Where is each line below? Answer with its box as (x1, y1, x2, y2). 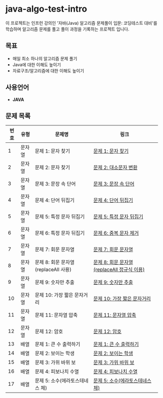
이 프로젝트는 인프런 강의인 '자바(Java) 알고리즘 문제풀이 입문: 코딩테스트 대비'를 (5, 20, 158, 26)
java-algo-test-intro (5, 3, 88, 15)
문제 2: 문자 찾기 (35, 164, 71, 171)
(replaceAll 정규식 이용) (93, 266, 145, 273)
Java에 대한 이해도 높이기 (12, 62, 61, 68)
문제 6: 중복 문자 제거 (93, 230, 139, 237)
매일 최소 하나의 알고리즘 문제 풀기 (12, 55, 77, 61)
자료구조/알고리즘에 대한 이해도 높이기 (12, 68, 84, 73)
